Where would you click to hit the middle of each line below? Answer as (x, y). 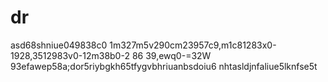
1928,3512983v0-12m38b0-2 (70, 55)
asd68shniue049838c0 (59, 45)
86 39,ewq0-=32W (171, 55)
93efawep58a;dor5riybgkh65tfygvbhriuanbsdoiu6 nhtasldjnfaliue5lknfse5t (164, 66)
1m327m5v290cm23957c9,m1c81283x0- (193, 45)
